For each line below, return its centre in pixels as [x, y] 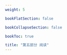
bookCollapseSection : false [34, 27]
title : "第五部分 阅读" [27, 45]
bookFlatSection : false [29, 18]
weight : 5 [15, 10]
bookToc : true [20, 36]
